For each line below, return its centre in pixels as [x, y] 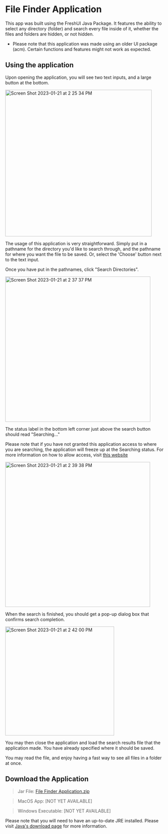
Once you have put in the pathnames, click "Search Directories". [72, 269]
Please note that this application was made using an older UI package [85, 43]
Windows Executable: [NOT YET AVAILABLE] [64, 811]
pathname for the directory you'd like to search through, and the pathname [83, 249]
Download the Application [47, 779]
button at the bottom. [27, 82]
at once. [14, 763]
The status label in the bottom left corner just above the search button [78, 429]
